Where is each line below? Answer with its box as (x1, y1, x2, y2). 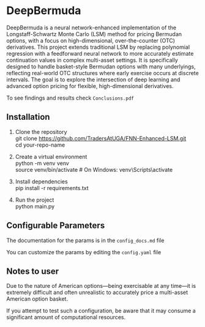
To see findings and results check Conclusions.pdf (6, 94, 135, 101)
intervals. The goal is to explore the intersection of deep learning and (6, 76, 181, 83)
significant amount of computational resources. (6, 314, 126, 321)
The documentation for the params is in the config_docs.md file (6, 237, 165, 244)
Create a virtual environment (15, 153, 88, 160)
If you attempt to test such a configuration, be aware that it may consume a (6, 307, 196, 315)
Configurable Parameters (6, 221, 105, 231)
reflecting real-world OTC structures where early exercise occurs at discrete (6, 69, 199, 76)
